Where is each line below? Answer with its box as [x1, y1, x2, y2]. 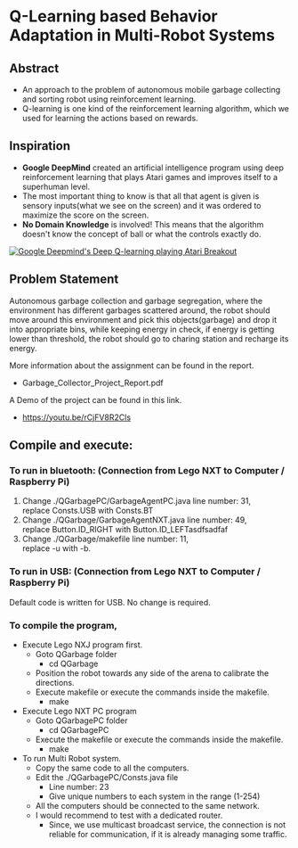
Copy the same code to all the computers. [35, 762, 189, 773]
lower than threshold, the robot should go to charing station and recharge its [9, 333, 289, 344]
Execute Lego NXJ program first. [21, 639, 143, 650]
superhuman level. [21, 181, 91, 192]
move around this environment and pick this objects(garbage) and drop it [9, 314, 278, 325]
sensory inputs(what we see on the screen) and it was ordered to [21, 200, 262, 210]
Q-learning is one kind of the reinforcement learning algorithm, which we [21, 103, 290, 113]
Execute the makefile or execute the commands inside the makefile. [35, 734, 284, 745]
